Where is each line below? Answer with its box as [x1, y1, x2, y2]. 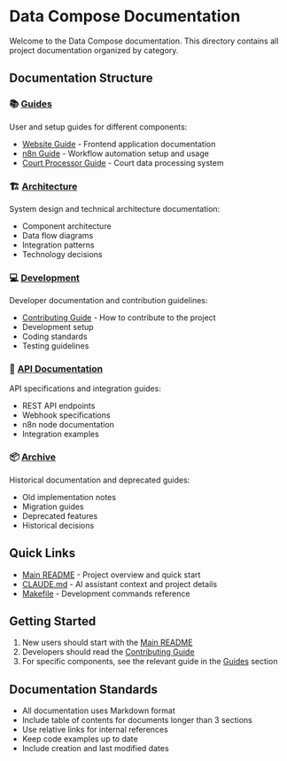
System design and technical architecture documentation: [9, 203, 221, 214]
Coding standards [21, 331, 88, 342]
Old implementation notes [21, 491, 117, 502]
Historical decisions [21, 520, 95, 530]
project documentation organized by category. [9, 44, 179, 55]
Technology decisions [21, 248, 103, 259]
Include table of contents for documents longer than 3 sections [21, 715, 252, 726]
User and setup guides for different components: [9, 122, 188, 132]
